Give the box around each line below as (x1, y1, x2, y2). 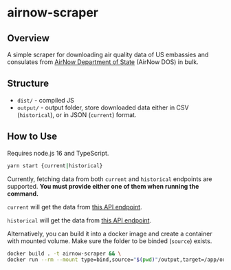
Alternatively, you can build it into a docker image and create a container (7, 229, 212, 238)
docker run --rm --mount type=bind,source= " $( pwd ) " (7, 256, 158, 263)
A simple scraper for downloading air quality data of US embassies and (7, 50, 209, 59)
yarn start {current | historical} (7, 162, 103, 169)
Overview (7, 32, 50, 44)
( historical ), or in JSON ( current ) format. (16, 110, 137, 118)
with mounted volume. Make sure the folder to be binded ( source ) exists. (7, 236, 212, 245)
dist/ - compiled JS (16, 96, 74, 104)
